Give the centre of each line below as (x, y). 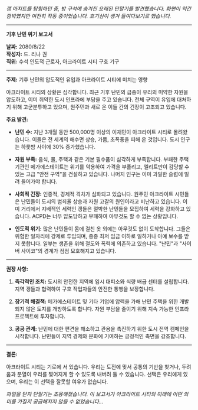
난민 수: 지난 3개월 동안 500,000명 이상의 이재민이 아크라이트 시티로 (93, 132)
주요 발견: (17, 119)
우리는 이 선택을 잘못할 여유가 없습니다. (63, 382)
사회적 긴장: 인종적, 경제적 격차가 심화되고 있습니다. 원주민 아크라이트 (94, 194)
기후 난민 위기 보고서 (29, 34)
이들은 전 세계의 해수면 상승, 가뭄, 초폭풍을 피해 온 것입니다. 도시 (106, 139)
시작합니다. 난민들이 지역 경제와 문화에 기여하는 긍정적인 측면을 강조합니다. (100, 336)
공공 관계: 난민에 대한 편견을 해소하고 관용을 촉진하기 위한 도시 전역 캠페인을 (102, 329)
